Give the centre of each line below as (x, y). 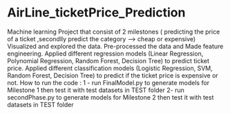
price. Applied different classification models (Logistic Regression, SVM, (110, 68)
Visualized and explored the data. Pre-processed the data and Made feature (115, 46)
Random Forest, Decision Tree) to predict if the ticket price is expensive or (113, 75)
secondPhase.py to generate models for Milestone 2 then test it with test (111, 97)
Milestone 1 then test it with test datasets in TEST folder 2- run (96, 90)
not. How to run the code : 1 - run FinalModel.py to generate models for (108, 82)
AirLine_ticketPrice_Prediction (96, 13)
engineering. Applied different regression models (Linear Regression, (105, 54)
